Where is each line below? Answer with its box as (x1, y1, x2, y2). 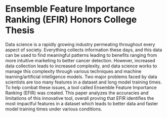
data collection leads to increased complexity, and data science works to (5, 63, 157, 69)
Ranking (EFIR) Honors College (5, 14, 137, 25)
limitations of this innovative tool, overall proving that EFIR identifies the (5, 95, 154, 101)
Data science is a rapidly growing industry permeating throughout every (5, 41, 155, 47)
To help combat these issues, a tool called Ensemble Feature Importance (5, 84, 157, 90)
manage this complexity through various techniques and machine (5, 68, 142, 74)
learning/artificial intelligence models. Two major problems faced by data (5, 73, 157, 80)
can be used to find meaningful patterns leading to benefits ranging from (5, 52, 157, 58)
